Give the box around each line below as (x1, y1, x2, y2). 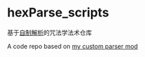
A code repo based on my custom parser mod (7, 42, 138, 50)
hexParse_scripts (7, 5, 109, 21)
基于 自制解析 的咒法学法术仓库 (7, 28, 92, 36)
